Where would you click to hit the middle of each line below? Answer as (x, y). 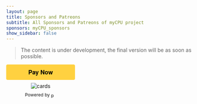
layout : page (22, 11)
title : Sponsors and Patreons (43, 17)
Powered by (37, 95)
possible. (32, 56)
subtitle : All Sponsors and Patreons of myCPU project (75, 22)
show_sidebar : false (32, 33)
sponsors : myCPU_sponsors (38, 28)
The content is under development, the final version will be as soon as (106, 50)
